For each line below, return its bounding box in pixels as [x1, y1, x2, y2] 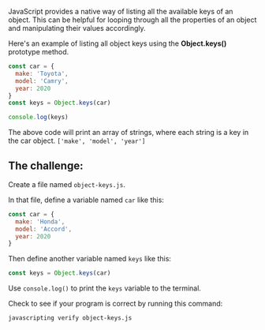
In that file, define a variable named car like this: [8, 195, 164, 204]
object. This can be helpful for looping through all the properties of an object [8, 15, 257, 24]
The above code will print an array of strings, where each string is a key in [8, 128, 249, 137]
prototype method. [8, 47, 69, 56]
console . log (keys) [8, 114, 69, 122]
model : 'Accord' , [15, 225, 73, 233]
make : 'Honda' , [15, 217, 65, 226]
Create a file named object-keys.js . [8, 179, 126, 189]
